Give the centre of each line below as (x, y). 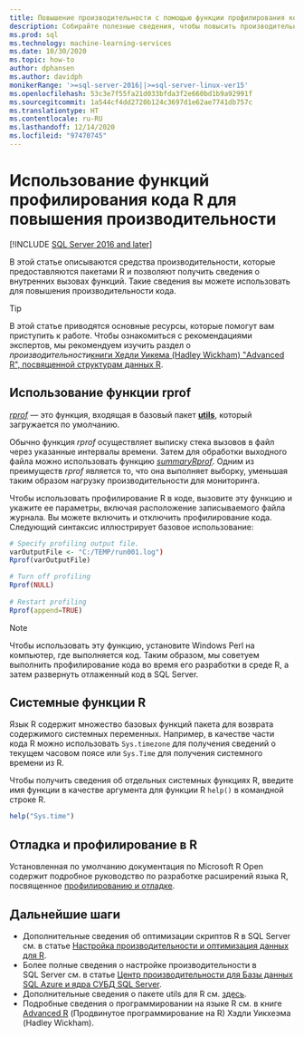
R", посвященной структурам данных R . (86, 364)
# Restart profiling (48, 602)
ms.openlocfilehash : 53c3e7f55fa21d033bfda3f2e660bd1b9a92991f (131, 93)
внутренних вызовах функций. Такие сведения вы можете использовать (150, 281)
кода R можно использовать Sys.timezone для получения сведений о (142, 743)
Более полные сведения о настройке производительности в (139, 964)
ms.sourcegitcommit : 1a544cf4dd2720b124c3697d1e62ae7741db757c (131, 102)
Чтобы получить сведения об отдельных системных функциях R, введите (152, 780)
